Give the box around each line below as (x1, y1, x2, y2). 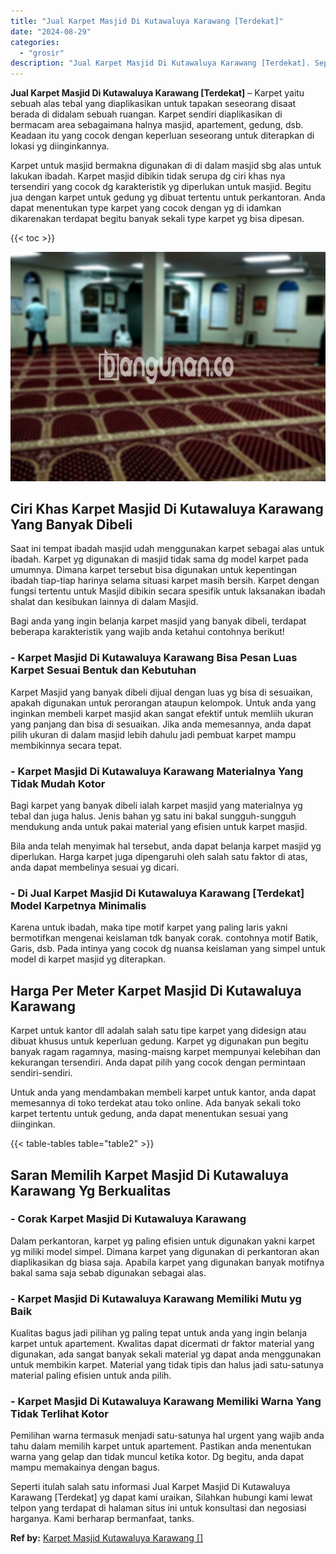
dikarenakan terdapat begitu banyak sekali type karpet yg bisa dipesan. (10, 213, 305, 225)
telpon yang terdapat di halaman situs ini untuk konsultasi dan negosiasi (10, 1502, 307, 1514)
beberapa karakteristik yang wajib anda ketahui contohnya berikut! (10, 626, 285, 638)
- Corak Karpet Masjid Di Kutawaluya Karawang (10, 1212, 247, 1226)
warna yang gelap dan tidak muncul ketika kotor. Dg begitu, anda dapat (10, 1451, 305, 1463)
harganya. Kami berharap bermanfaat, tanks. (10, 1513, 195, 1525)
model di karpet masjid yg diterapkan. (10, 953, 166, 965)
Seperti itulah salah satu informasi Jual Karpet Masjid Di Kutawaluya (10, 1481, 291, 1493)
